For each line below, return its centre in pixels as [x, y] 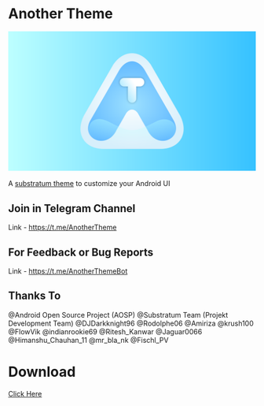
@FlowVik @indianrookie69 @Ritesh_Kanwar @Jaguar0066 [105, 331]
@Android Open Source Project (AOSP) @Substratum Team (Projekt [118, 315]
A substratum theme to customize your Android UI [89, 184]
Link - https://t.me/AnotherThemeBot [68, 271]
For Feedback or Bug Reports [81, 252]
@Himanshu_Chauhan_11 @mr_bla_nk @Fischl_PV [88, 340]
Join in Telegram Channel [72, 209]
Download [42, 372]
